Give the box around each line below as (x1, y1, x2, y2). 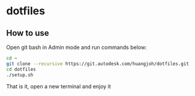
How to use (6, 28, 49, 38)
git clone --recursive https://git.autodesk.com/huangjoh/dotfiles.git (6, 61, 189, 67)
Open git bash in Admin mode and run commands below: (6, 44, 147, 51)
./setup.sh (6, 72, 34, 78)
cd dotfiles (6, 66, 36, 72)
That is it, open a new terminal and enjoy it (6, 82, 111, 90)
